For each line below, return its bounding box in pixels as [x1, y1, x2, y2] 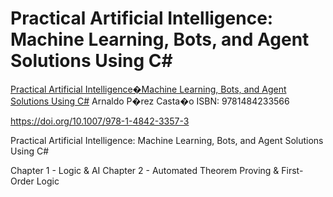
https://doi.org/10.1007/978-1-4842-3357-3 [10, 115, 190, 127]
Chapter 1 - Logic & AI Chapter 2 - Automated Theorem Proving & [10, 164, 280, 176]
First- [281, 164, 304, 176]
